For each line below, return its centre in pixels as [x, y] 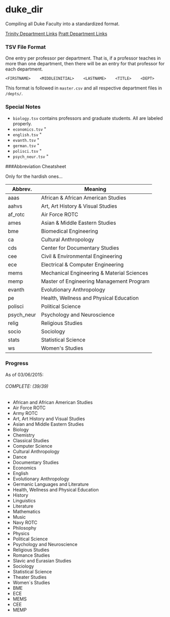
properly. [22, 123]
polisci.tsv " [27, 151]
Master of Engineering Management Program [95, 281]
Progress [17, 364]
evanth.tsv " [26, 140]
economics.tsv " [29, 129]
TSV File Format [26, 47]
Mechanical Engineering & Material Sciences [94, 273]
